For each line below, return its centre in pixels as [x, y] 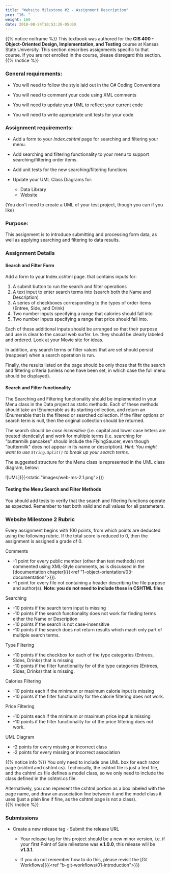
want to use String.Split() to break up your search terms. [67, 452]
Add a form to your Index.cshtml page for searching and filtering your [85, 139]
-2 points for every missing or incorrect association [66, 752]
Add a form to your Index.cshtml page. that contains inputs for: [71, 277]
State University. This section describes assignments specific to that [77, 50]
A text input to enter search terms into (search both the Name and [82, 292]
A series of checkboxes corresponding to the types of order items [82, 303]
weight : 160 [18, 19]
